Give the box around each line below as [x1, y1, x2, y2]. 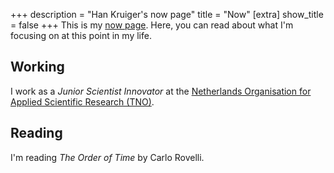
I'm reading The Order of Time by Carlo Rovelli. [10, 151, 205, 163]
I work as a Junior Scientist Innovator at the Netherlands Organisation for [10, 85, 312, 97]
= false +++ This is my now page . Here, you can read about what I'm [10, 19, 294, 31]
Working [10, 59, 65, 76]
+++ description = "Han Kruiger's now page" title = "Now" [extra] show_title [10, 9, 324, 20]
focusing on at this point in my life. [10, 30, 152, 41]
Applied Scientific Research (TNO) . [10, 95, 155, 108]
